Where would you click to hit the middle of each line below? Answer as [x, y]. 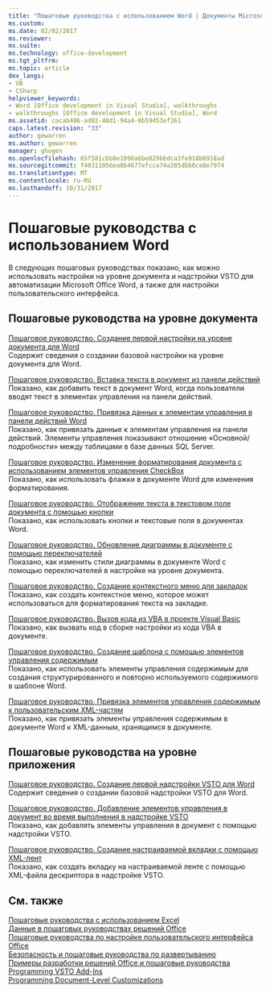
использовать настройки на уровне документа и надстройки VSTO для [131, 276]
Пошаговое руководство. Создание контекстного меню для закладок [128, 586]
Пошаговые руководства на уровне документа [133, 319]
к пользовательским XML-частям [66, 709]
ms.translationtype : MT [48, 173]
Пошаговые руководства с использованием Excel [94, 920]
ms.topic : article [39, 69]
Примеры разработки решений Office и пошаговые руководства [119, 963]
